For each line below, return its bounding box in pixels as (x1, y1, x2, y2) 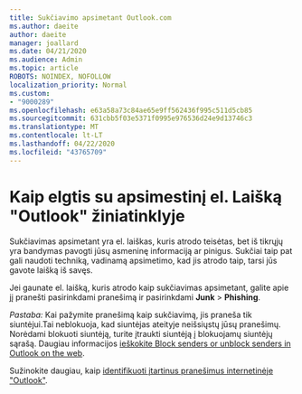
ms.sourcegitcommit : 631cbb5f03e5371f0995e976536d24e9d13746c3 (9, 114, 253, 123)
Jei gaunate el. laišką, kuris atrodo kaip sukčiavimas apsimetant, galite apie (9, 282, 289, 293)
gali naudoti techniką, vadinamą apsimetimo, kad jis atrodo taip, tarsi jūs (9, 255, 278, 266)
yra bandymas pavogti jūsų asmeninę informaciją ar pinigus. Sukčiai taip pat (9, 245, 293, 256)
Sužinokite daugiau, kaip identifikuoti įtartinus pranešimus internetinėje (9, 365, 274, 376)
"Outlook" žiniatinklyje (9, 205, 185, 226)
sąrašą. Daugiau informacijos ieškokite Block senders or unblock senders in (9, 338, 291, 349)
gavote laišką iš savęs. (9, 264, 93, 276)
